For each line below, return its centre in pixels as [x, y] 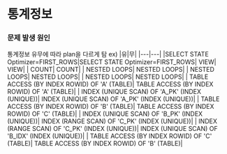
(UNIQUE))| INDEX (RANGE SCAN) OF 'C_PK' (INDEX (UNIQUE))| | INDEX [112, 121]
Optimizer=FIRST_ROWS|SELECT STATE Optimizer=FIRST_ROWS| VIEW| [112, 62]
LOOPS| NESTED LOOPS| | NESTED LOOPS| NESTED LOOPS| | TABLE [108, 77]
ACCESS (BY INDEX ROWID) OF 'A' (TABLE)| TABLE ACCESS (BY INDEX [110, 84]
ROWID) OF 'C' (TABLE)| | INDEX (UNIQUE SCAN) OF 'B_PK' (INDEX [105, 114]
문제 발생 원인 [29, 38]
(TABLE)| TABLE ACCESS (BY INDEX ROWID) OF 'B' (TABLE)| [95, 144]
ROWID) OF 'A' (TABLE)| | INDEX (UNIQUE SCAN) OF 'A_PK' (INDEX [104, 92]
